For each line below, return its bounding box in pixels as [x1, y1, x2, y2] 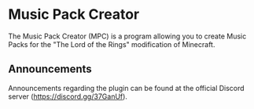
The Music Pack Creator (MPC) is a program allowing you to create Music [8, 31, 247, 41]
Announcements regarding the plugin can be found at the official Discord [8, 83, 245, 93]
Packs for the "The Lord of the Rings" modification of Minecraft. [8, 39, 215, 49]
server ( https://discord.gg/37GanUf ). [8, 92, 128, 101]
